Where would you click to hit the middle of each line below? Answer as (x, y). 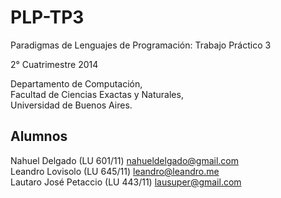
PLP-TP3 (47, 17)
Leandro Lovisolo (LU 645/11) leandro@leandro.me (115, 171)
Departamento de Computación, (76, 83)
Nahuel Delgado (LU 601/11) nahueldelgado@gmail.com (125, 160)
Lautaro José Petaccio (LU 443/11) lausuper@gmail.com (126, 182)
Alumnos (39, 136)
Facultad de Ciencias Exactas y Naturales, (97, 94)
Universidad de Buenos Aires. (71, 105)
